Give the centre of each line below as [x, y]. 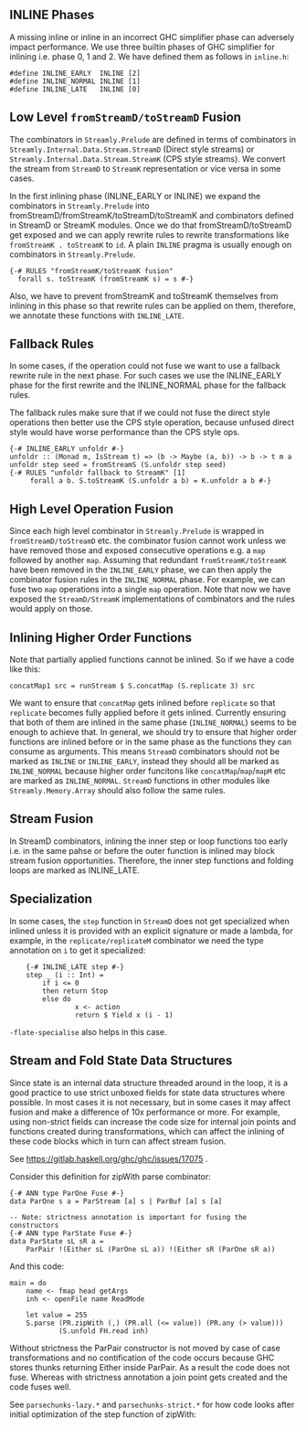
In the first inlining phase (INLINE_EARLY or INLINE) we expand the [135, 196]
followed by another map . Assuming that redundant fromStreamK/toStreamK [148, 560]
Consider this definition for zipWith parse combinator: [111, 1176]
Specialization [51, 899]
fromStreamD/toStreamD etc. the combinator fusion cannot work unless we [148, 541]
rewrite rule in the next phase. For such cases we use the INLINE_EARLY [146, 376]
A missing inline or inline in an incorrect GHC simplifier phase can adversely [152, 37]
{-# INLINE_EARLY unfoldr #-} [67, 449]
